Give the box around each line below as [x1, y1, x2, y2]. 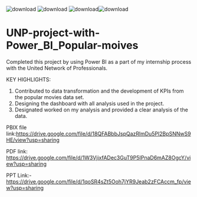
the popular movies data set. [14, 93, 84, 100]
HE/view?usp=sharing [6, 136, 60, 143]
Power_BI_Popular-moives [6, 39, 139, 52]
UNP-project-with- [6, 27, 100, 40]
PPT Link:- [6, 172, 32, 179]
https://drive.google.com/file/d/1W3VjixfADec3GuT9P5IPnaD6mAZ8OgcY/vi [6, 154, 191, 161]
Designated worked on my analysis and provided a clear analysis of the [14, 106, 189, 113]
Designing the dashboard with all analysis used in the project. [14, 100, 165, 107]
